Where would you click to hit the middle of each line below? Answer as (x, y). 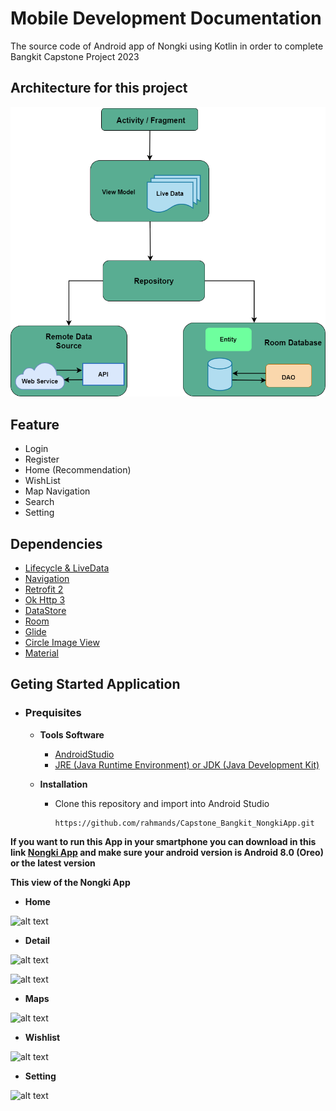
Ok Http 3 (45, 600)
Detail (37, 940)
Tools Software (72, 734)
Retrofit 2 (44, 589)
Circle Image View (62, 643)
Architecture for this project (99, 88)
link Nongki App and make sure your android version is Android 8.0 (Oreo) (167, 852)
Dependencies (56, 543)
